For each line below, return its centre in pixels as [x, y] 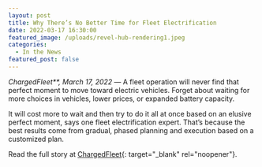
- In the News [38, 52]
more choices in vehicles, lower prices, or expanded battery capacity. [122, 98]
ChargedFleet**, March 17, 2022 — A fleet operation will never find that [124, 82]
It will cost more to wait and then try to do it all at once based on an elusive [130, 113]
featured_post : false [44, 60]
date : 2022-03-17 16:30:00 [52, 30]
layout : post [30, 15]
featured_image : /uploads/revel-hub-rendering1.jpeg [97, 37]
